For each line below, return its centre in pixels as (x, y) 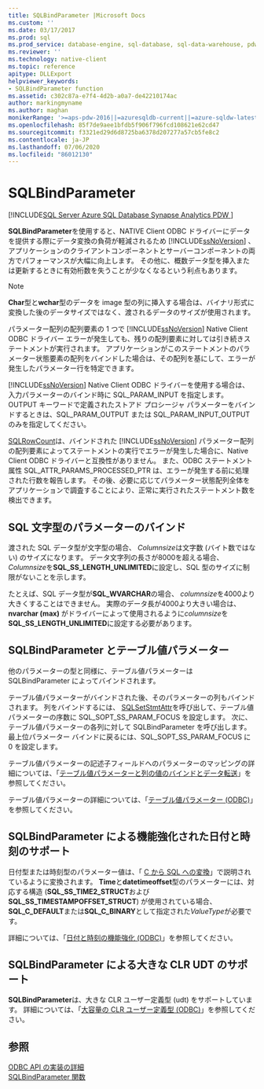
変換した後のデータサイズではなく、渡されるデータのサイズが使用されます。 (132, 312)
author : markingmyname (45, 103)
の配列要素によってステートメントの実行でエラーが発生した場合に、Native (128, 451)
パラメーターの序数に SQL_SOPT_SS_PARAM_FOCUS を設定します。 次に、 (130, 717)
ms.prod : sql (29, 37)
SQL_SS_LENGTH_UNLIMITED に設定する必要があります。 (102, 623)
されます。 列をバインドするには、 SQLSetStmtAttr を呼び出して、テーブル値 (131, 707)
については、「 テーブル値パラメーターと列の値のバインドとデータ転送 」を (133, 773)
